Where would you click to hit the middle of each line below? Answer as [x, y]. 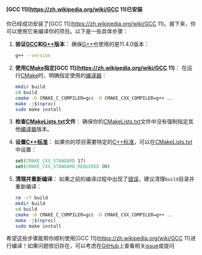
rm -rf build [31, 198]
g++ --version [33, 56]
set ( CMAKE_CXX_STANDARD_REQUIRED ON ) [63, 167]
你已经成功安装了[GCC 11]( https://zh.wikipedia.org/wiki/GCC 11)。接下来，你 [101, 24]
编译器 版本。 [36, 129]
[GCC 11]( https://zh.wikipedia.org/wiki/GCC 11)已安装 [75, 9]
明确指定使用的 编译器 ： [78, 76]
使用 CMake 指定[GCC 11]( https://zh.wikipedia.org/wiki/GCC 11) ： [97, 68]
